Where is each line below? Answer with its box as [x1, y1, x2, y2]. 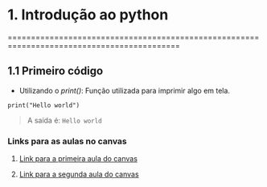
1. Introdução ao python [7, 6, 169, 24]
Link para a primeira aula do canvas [18, 154, 138, 164]
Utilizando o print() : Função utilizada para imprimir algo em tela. [18, 85, 231, 95]
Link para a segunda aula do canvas [18, 169, 139, 179]
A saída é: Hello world [27, 115, 102, 125]
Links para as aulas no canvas [7, 135, 127, 147]
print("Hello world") [7, 101, 80, 110]
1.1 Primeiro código [7, 64, 104, 78]
